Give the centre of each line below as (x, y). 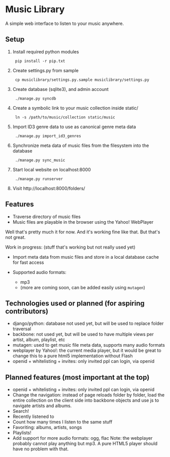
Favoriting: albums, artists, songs (47, 428)
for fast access (28, 262)
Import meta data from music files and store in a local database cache (86, 257)
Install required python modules (46, 51)
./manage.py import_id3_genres (48, 136)
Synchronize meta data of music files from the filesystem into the (81, 145)
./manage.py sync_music (40, 160)
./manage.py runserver (39, 179)
